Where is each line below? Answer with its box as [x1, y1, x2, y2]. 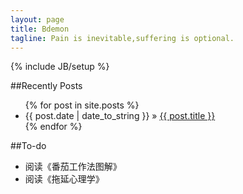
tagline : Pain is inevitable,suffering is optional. [10, 33, 235, 43]
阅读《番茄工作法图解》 [24, 161, 122, 173]
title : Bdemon [10, 24, 70, 34]
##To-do [10, 140, 47, 152]
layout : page [10, 14, 65, 25]
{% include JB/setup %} [10, 61, 110, 73]
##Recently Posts [10, 80, 83, 92]
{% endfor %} [24, 121, 83, 133]
